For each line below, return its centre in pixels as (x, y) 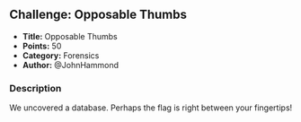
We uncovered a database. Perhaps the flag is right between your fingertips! (151, 108)
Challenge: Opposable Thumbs (98, 15)
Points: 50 (42, 46)
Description (35, 88)
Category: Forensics (61, 55)
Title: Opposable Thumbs (70, 36)
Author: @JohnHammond (71, 65)
